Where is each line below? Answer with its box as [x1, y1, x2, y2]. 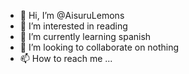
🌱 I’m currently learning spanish [19, 31, 152, 42]
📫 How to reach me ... [19, 53, 113, 64]
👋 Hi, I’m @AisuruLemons [19, 10, 125, 21]
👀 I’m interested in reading [19, 20, 128, 32]
